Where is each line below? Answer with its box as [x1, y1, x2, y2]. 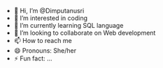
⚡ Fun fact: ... [13, 54, 52, 62]
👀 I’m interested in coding [13, 14, 88, 22]
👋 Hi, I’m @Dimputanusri [13, 7, 85, 15]
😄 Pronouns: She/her [13, 46, 77, 55]
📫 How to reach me [13, 37, 72, 44]
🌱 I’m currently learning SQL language [13, 22, 124, 29]
